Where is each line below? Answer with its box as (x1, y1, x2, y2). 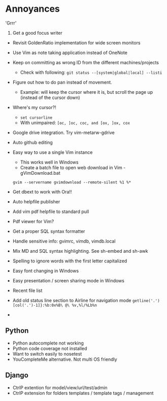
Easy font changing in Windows (12, 268, 79, 274)
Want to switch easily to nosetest (12, 351, 82, 357)
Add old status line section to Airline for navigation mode (12, 297, 131, 303)
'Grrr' (5, 20, 17, 26)
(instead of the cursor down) (20, 94, 80, 100)
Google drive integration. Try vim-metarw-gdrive (12, 129, 115, 136)
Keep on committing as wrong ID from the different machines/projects (12, 59, 159, 65)
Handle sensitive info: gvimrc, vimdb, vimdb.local (12, 238, 116, 244)
